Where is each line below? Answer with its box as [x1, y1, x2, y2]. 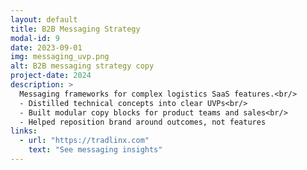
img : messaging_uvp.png [10, 52, 110, 62]
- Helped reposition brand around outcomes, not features [19, 117, 267, 127]
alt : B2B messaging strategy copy [10, 61, 155, 71]
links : [10, 126, 38, 136]
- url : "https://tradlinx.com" [19, 136, 150, 146]
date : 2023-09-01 [10, 42, 83, 53]
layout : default [10, 14, 78, 25]
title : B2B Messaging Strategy [10, 24, 141, 34]
